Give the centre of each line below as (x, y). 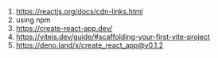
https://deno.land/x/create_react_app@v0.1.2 (90, 45)
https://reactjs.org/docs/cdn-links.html (79, 12)
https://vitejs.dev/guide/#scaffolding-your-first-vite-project (113, 37)
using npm (33, 20)
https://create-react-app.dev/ (64, 28)
